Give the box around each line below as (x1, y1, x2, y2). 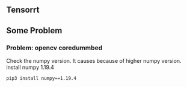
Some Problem (6, 25, 63, 36)
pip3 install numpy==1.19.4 (6, 76, 77, 82)
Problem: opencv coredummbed (6, 43, 103, 52)
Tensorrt (6, 5, 40, 15)
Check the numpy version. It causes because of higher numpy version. (6, 57, 182, 65)
